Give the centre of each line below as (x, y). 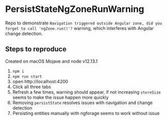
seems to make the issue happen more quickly (60, 97)
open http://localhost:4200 (40, 81)
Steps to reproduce (36, 49)
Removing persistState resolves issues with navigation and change (82, 103)
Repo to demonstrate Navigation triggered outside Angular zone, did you (83, 23)
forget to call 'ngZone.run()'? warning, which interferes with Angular (79, 28)
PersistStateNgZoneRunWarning (75, 9)
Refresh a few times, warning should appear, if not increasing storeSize (87, 92)
